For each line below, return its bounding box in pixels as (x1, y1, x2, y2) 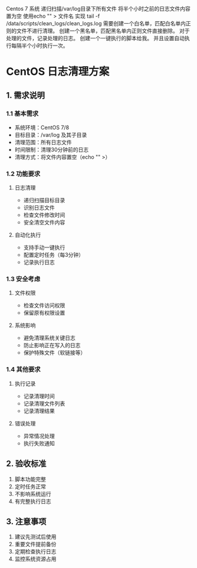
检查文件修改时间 (23, 211, 65, 218)
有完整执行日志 (14, 498, 51, 505)
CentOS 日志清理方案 (6, 65, 110, 79)
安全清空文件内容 (23, 219, 65, 226)
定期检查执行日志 (14, 548, 57, 555)
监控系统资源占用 (14, 556, 57, 563)
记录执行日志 (23, 259, 55, 266)
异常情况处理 (23, 432, 55, 439)
